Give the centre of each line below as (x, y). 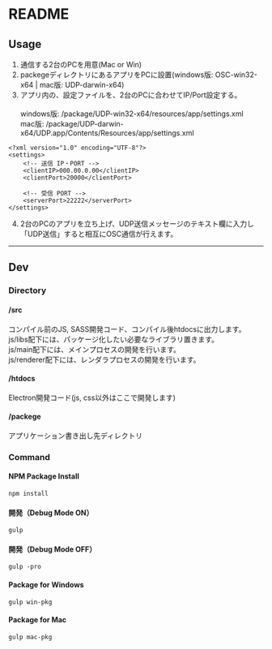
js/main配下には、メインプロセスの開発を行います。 (94, 349)
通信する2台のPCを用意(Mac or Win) (81, 64)
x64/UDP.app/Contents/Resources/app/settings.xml (107, 133)
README (39, 14)
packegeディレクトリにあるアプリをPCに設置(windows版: (117, 75)
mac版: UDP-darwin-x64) (82, 85)
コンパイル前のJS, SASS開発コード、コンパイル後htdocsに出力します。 (127, 329)
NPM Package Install (44, 476)
